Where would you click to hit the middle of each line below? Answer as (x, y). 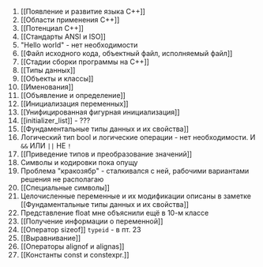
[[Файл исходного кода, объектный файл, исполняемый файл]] (126, 53)
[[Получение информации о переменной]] (92, 221)
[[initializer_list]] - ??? (55, 120)
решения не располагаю (62, 179)
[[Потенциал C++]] (52, 28)
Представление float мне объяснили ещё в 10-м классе (115, 213)
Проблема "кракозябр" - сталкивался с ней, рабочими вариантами (135, 171)
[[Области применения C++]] (70, 20)
